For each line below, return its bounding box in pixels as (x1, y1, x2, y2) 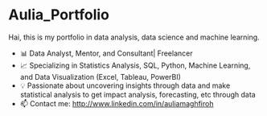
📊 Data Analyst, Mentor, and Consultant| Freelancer (19, 48, 193, 58)
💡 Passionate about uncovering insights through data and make (19, 81, 231, 90)
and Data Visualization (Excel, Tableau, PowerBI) (19, 72, 181, 81)
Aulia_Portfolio (8, 6, 110, 24)
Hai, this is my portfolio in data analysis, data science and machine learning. (8, 32, 260, 42)
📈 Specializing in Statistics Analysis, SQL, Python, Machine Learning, (19, 60, 251, 70)
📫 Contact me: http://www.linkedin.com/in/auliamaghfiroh (19, 98, 214, 108)
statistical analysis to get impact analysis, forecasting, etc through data (19, 89, 256, 99)
